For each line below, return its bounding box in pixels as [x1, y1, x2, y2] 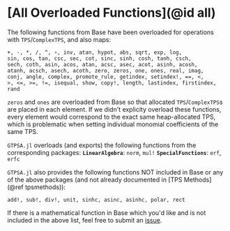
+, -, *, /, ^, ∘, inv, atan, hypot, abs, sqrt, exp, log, [7, 49, 183, 56]
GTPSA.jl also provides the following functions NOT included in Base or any [7, 167, 224, 176]
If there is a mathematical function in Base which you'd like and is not [7, 208, 206, 217]
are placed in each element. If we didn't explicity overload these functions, [7, 105, 222, 113]
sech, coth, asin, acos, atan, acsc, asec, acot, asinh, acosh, [7, 61, 198, 68]
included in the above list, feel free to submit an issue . [7, 216, 162, 224]
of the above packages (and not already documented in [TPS [7, 175, 183, 184]
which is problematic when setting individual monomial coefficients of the [7, 120, 219, 128]
